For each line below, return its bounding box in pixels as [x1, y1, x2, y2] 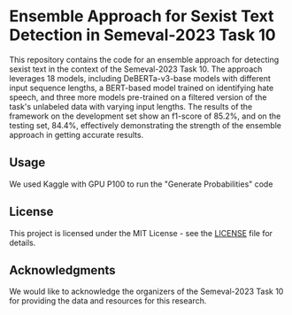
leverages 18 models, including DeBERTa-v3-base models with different [9, 73, 272, 83]
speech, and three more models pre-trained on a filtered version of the [9, 91, 267, 103]
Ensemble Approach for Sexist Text [9, 6, 274, 27]
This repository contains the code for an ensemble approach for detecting [9, 54, 280, 65]
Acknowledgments [9, 263, 117, 278]
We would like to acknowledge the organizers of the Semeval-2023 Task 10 [9, 286, 284, 297]
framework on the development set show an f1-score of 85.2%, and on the [9, 111, 281, 121]
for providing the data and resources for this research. [9, 296, 207, 306]
